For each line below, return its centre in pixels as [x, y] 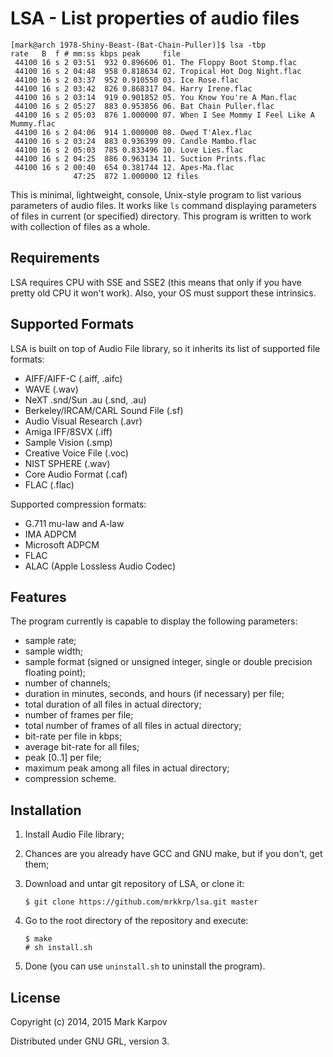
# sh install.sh [58, 948]
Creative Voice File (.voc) [76, 453]
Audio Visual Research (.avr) [83, 421]
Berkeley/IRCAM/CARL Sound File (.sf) [104, 410]
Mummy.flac [33, 123]
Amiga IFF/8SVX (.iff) [68, 431]
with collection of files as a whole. [80, 226]
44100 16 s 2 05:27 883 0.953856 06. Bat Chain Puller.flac [144, 106]
